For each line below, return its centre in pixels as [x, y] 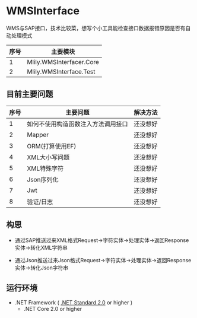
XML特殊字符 [45, 168]
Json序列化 [43, 179]
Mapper [38, 135]
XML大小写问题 [48, 157]
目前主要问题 [30, 94]
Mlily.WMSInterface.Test [61, 71]
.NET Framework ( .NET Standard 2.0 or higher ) [74, 303]
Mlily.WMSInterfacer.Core [63, 62]
